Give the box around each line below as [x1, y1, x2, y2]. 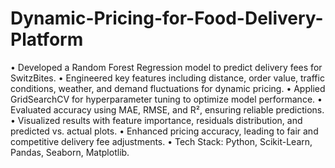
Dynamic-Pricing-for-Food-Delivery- [10, 7, 324, 30]
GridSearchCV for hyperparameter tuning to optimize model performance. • [10, 93, 323, 105]
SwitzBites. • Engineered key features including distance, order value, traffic [10, 72, 325, 84]
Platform [10, 28, 84, 51]
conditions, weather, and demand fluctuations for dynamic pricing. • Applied [10, 82, 326, 94]
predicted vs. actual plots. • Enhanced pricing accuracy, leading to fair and [10, 125, 319, 137]
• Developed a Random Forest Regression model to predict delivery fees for [10, 61, 323, 73]
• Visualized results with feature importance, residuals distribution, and [10, 114, 303, 126]
